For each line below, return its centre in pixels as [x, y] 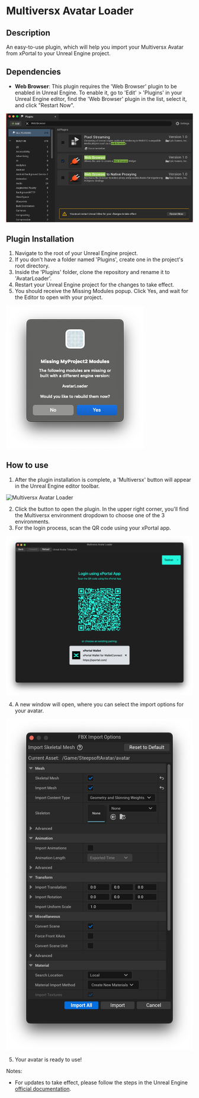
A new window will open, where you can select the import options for [99, 705]
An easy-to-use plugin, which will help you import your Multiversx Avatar [95, 47]
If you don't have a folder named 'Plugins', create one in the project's [99, 259]
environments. [32, 521]
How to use [27, 465]
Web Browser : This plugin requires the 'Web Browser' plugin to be [96, 86]
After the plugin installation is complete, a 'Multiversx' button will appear [103, 479]
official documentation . [43, 1089]
